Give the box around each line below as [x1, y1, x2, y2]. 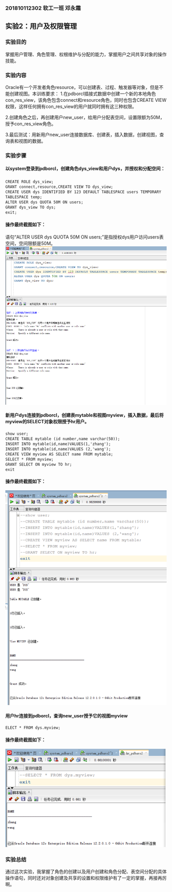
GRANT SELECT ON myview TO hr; [5, 462, 72, 467]
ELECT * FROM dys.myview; [5, 725, 60, 730]
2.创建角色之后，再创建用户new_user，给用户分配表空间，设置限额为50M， [5, 114, 165, 120]
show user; [5, 431, 29, 436]
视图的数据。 [18, 138, 46, 144]
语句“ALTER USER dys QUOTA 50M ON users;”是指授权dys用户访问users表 [5, 234, 164, 240]
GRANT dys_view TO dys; [5, 205, 56, 210]
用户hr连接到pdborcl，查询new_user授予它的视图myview [5, 712, 128, 719]
